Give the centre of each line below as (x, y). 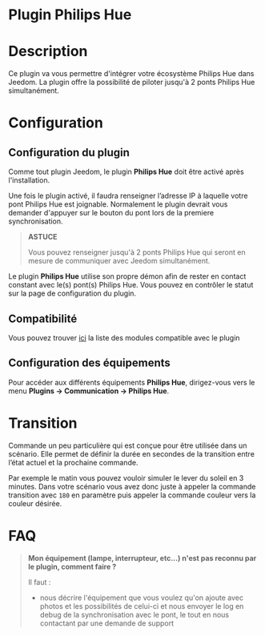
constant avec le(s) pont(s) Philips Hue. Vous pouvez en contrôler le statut (131, 285)
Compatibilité (43, 318)
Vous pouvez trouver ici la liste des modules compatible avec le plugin (124, 337)
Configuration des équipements (89, 363)
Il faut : (39, 582)
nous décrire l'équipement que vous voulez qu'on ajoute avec (142, 598)
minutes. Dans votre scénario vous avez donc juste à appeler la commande (132, 486)
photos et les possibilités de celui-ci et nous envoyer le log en (142, 606)
